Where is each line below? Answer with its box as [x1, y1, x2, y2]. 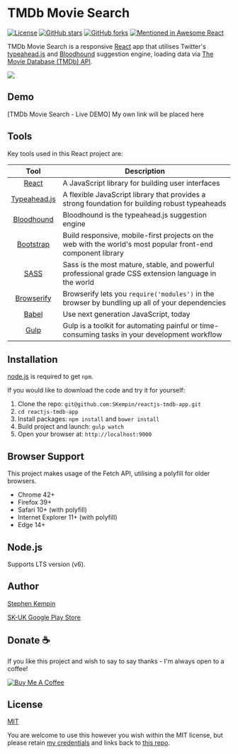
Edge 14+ [17, 521, 46, 529]
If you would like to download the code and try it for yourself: [7, 386, 186, 395]
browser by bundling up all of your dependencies [62, 298, 227, 308]
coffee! [7, 664, 28, 673]
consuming [62, 330, 101, 339]
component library [62, 248, 124, 258]
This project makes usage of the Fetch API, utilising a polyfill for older [7, 469, 210, 478]
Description [125, 166, 165, 176]
